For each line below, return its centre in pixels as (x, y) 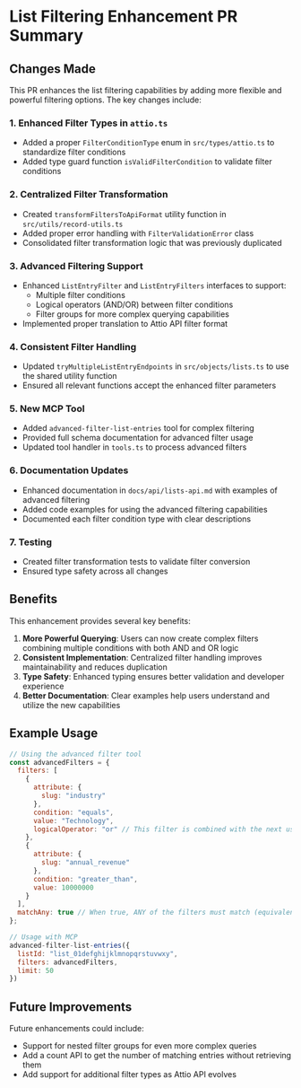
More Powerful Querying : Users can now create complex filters (140, 638)
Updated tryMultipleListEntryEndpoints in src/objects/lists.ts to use (155, 366)
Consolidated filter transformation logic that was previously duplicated (152, 242)
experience (43, 686)
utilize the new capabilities (71, 705)
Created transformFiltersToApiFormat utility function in (124, 214)
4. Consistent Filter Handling (73, 347)
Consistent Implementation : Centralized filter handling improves (142, 657)
